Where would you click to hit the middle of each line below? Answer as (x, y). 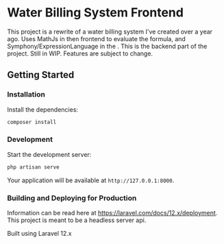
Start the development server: (49, 154)
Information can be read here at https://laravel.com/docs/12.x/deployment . (112, 212)
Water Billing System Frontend (95, 13)
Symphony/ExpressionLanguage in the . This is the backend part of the (107, 46)
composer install (32, 122)
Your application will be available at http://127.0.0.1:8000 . (91, 180)
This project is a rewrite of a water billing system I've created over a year (110, 32)
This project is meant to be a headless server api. (77, 220)
